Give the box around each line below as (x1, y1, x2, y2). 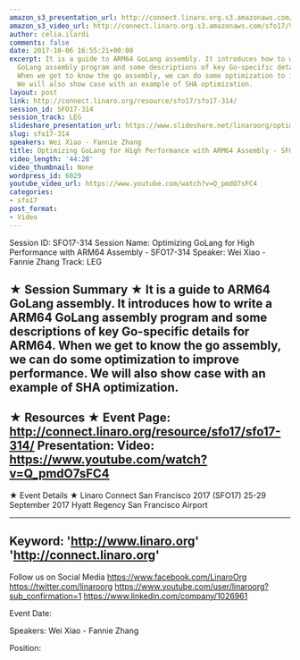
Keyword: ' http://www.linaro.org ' (9, 534, 199, 549)
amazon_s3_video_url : (9, 21, 90, 30)
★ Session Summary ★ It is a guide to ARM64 (9, 283, 271, 298)
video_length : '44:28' (9, 154, 94, 164)
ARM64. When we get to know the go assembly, (9, 338, 281, 353)
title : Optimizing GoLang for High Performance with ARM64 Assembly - (9, 146, 278, 155)
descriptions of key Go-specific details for (9, 324, 250, 340)
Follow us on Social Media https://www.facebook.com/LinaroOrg (9, 571, 247, 582)
